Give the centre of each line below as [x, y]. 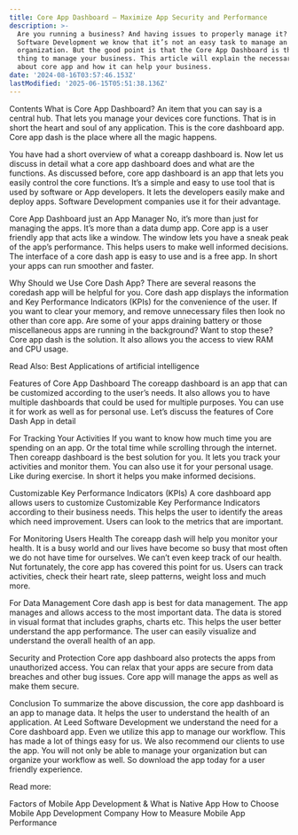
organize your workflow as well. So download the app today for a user [137, 760]
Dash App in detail [43, 421]
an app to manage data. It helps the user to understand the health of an [140, 713]
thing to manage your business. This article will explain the [136, 59]
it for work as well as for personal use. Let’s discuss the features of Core [141, 411]
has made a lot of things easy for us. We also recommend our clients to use [147, 741]
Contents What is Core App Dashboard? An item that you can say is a [136, 108]
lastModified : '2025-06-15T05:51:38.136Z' [89, 83]
